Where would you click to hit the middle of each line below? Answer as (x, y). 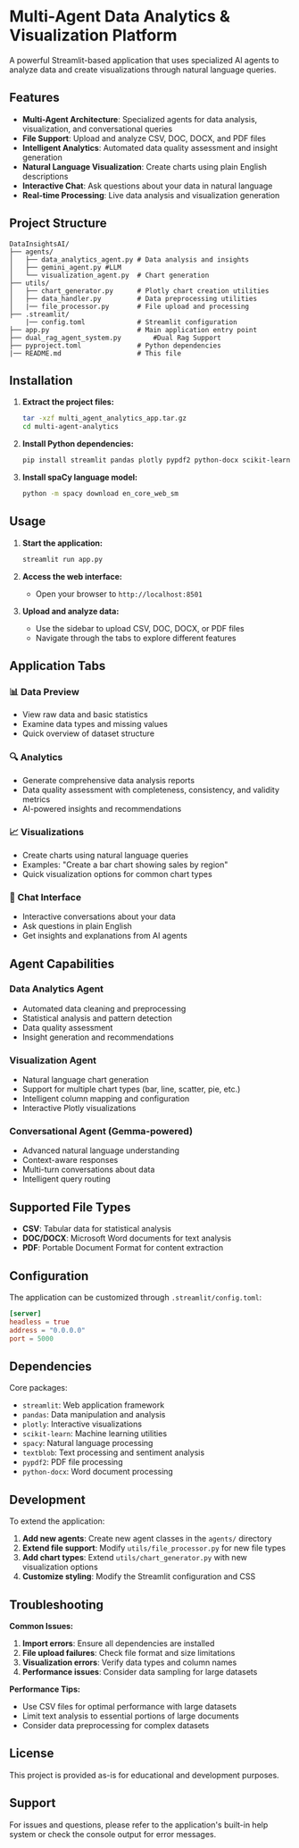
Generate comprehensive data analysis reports (108, 780)
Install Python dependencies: (78, 444)
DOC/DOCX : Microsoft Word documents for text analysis (127, 1238)
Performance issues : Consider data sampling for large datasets (140, 1671)
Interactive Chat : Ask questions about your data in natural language (147, 186)
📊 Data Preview (45, 691)
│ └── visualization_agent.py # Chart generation (109, 275)
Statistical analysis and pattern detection (97, 1018)
